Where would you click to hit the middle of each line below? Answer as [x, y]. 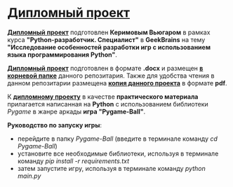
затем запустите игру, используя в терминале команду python [111, 168]
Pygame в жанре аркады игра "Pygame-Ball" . [76, 111]
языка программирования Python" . [62, 55]
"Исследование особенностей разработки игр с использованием [109, 47]
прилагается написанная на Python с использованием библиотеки [108, 104]
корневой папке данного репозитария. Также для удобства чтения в [111, 76]
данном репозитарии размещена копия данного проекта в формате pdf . [117, 83]
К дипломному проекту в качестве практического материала [103, 97]
